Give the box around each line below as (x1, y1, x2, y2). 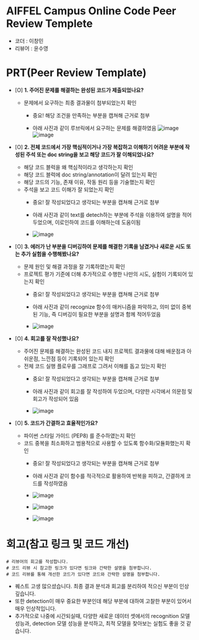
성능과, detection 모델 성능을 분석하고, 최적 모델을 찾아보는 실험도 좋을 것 (14, 620, 185, 627)
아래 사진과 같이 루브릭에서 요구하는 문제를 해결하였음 (32, 124, 157, 132)
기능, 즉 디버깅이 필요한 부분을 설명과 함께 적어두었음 (39, 310, 162, 318)
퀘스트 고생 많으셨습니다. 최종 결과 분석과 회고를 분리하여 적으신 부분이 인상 (14, 582, 189, 589)
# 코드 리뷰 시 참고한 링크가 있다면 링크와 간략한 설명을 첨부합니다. (6, 565, 153, 571)
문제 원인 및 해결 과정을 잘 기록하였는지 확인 (23, 263, 125, 270)
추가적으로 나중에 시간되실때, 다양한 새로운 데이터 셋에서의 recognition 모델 (14, 612, 190, 619)
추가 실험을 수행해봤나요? (20, 250, 80, 257)
